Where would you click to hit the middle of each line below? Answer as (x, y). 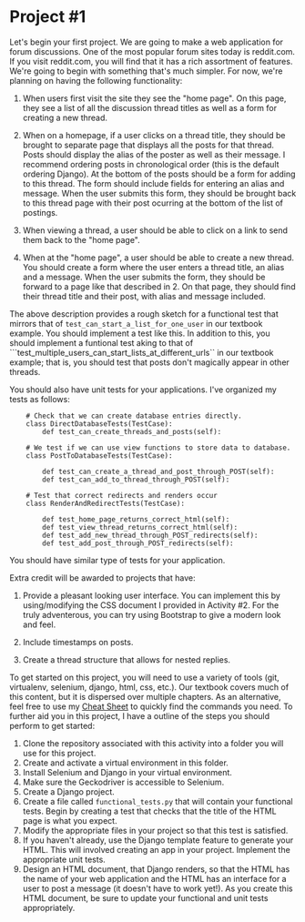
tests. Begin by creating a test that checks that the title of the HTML (149, 811)
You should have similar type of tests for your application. (117, 560)
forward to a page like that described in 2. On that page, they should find (159, 286)
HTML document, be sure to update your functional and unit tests (145, 897)
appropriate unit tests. (64, 859)
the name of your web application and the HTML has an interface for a (154, 878)
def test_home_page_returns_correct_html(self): (136, 519)
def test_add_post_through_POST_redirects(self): (138, 543)
